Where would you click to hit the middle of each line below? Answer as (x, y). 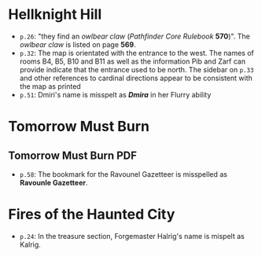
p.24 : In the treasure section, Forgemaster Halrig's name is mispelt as (132, 236)
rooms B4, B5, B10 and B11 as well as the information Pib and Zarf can (133, 61)
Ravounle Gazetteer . (54, 182)
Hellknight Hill (55, 15)
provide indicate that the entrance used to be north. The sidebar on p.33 (137, 69)
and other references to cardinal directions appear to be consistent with (136, 78)
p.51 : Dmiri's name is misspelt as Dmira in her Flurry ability (115, 94)
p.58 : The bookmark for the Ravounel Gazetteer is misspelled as (124, 174)
